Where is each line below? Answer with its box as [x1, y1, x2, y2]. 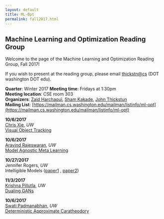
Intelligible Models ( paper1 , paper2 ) [5, 168, 79, 174]
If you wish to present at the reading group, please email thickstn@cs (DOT [5, 71, 159, 77]
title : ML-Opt [5, 12, 35, 17]
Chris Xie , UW [5, 122, 34, 128]
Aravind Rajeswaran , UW [5, 142, 56, 148]
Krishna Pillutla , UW [5, 183, 46, 189]
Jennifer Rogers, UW [5, 162, 48, 168]
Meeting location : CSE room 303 [5, 91, 74, 97]
